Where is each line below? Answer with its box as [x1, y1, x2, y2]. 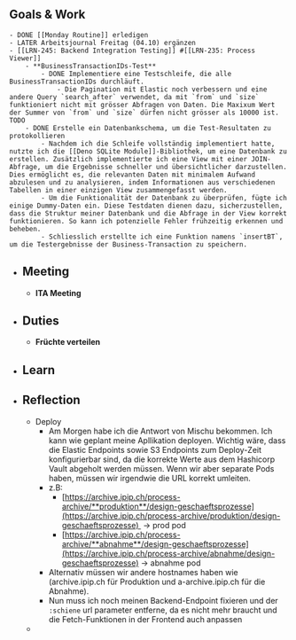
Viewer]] [9, 53, 42, 63]
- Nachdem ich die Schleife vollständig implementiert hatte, [41, 139, 276, 148]
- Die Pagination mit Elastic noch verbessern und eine [56, 84, 268, 94]
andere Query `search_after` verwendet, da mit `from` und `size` [9, 92, 260, 101]
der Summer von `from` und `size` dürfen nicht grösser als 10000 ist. [9, 108, 279, 117]
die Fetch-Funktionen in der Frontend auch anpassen [48, 613, 243, 624]
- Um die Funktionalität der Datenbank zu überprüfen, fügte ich [41, 193, 288, 202]
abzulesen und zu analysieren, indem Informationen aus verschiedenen [9, 177, 276, 187]
